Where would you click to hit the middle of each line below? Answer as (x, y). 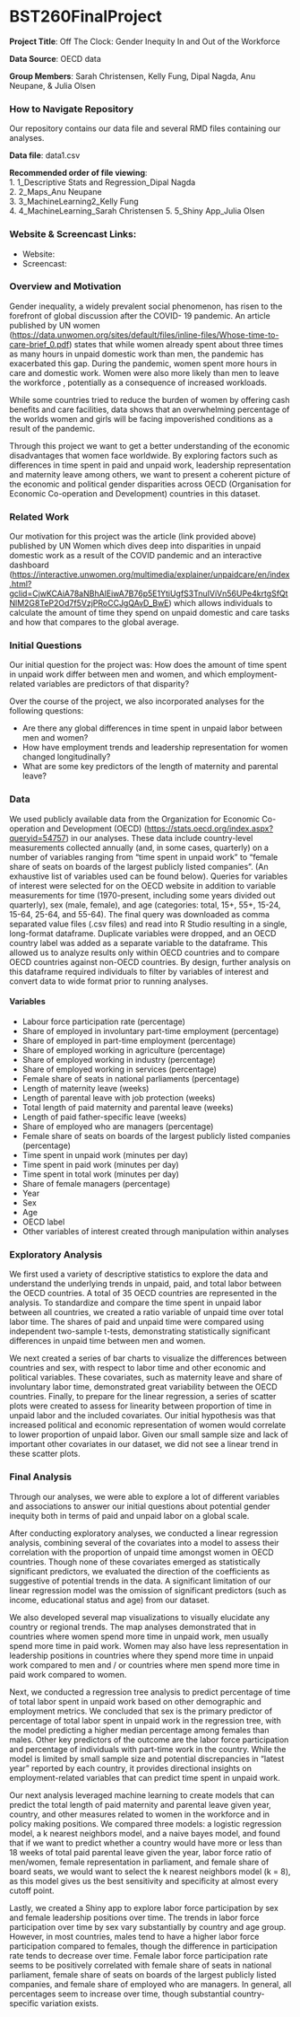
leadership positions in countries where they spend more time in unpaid (141, 1655)
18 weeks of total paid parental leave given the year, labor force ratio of (141, 1852)
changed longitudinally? (66, 757)
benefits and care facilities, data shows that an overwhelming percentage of (150, 409)
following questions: (47, 711)
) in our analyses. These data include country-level (159, 837)
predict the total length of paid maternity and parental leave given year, (140, 1804)
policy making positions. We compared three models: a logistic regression (146, 1823)
